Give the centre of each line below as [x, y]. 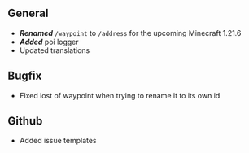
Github [25, 121]
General [28, 13]
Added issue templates [58, 141]
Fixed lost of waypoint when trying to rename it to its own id [120, 95]
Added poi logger [49, 42]
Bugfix [25, 76]
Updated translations [55, 50]
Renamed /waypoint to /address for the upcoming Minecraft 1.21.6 [130, 33]
